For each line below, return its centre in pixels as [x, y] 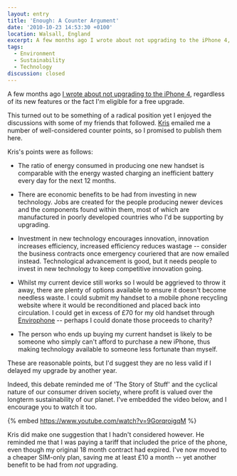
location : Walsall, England [49, 34]
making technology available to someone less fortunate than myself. [117, 349]
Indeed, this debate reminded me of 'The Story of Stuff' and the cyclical [113, 384]
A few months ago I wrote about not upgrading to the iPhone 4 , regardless [116, 94]
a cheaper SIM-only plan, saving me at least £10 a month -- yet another [112, 457]
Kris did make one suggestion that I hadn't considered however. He [106, 434]
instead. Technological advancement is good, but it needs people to [117, 261]
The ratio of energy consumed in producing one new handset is [111, 165]
